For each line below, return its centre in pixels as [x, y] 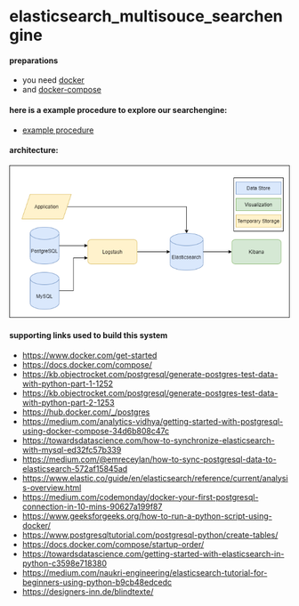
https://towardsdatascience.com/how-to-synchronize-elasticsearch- [148, 440]
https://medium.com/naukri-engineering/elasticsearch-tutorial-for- [145, 572]
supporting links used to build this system [89, 335]
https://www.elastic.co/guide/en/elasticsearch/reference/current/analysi [155, 478]
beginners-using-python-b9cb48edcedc [97, 582]
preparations [34, 61]
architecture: [34, 150]
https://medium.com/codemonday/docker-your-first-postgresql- [140, 497]
